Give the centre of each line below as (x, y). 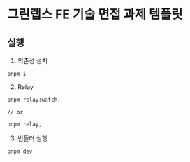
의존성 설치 (32, 61)
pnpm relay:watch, (34, 100)
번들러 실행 (32, 138)
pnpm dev (20, 151)
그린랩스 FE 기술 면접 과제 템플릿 (95, 14)
